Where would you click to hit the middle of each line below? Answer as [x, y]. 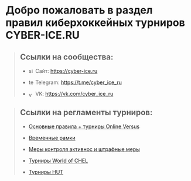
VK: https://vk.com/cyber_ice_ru [74, 94]
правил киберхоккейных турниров [95, 23]
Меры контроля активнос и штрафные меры [84, 149]
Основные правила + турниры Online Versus [84, 126]
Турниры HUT [46, 172]
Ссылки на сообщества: [66, 57]
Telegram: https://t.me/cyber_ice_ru [79, 82]
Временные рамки [52, 138]
